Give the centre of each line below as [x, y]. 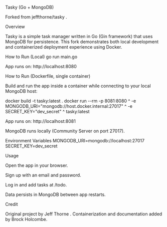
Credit [12, 204]
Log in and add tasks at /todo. [36, 185]
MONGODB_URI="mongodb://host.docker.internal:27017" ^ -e [69, 106]
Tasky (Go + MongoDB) [30, 7]
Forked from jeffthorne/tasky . [36, 17]
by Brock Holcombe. [26, 219]
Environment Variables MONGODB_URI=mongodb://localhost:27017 [75, 141]
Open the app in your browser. [37, 165]
